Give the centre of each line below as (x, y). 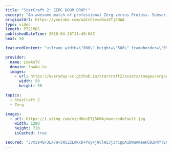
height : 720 (27, 128)
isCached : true (31, 133)
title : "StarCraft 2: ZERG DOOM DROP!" (48, 10)
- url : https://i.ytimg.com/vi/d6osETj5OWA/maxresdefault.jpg (78, 119)
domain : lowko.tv (28, 67)
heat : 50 (15, 39)
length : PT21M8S (23, 29)
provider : (16, 57)
